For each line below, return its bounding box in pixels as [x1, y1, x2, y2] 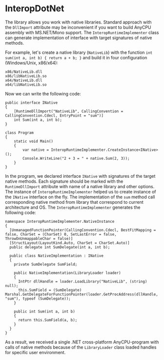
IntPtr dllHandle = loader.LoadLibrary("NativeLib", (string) [18, 279, 147, 284]
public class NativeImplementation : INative [9, 253, 104, 258]
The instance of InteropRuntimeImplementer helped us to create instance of [5, 189, 156, 194]
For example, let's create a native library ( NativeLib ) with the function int [5, 49, 153, 55]
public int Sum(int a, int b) [14, 309, 76, 314]
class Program [5, 130, 34, 135]
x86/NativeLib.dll [5, 69, 42, 74]
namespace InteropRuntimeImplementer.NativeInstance [5, 219, 115, 224]
